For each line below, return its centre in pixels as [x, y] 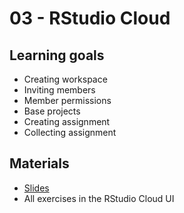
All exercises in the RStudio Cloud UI [99, 198]
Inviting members [59, 90]
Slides [36, 188]
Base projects [52, 111]
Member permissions [67, 100]
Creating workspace [65, 79]
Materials [39, 163]
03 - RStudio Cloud [90, 18]
